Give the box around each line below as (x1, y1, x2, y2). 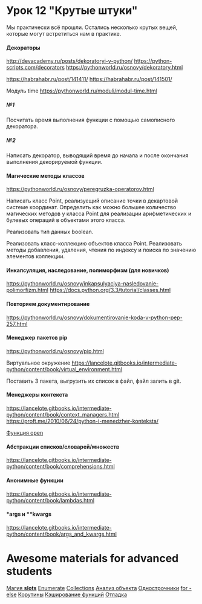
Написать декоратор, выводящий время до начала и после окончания (6, 152, 189, 159)
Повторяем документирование (6, 300, 90, 308)
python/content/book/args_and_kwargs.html (6, 530, 117, 537)
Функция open (6, 429, 44, 437)
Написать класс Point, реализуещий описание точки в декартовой (6, 197, 178, 204)
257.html (6, 320, 28, 327)
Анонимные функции (6, 476, 64, 484)
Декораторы (6, 44, 41, 51)
